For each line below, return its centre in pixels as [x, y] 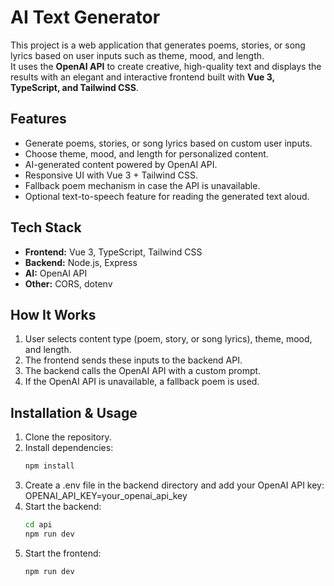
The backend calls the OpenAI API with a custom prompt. [143, 371]
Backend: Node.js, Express [81, 262]
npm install [49, 466]
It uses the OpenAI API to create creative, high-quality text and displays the [166, 66]
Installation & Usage [74, 412]
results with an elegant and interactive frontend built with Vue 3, [142, 77]
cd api [38, 525]
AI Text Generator [85, 17]
